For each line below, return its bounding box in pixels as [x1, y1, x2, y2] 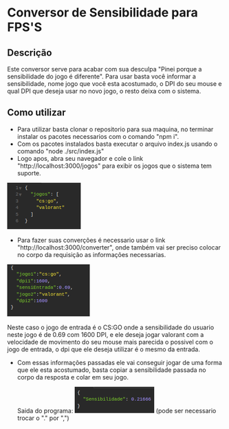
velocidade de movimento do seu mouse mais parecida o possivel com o [7, 338, 213, 346]
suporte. [17, 168, 41, 177]
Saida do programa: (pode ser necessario [17, 406, 217, 415]
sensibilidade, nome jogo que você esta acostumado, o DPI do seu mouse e [7, 80, 222, 87]
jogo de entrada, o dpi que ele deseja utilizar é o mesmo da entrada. [7, 345, 201, 353]
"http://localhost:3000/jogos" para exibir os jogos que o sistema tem [17, 162, 212, 170]
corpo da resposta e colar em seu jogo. [17, 373, 129, 381]
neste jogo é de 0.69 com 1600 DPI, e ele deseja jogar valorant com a [7, 330, 204, 338]
